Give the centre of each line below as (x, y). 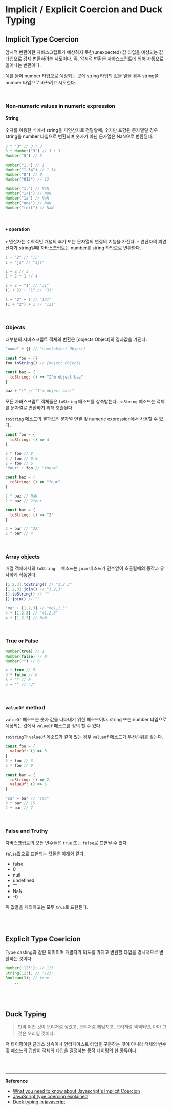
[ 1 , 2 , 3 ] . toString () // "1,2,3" (39, 585)
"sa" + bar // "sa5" (27, 799)
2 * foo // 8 (19, 453)
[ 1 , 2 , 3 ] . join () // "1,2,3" (34, 589)
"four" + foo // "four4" (32, 468)
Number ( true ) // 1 (25, 651)
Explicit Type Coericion (43, 939)
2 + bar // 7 (19, 808)
